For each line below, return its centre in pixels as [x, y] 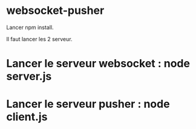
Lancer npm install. [30, 27]
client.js [27, 117]
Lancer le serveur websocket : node [98, 64]
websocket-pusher [55, 11]
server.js [29, 77]
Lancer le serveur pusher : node [88, 104]
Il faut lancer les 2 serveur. [39, 39]
